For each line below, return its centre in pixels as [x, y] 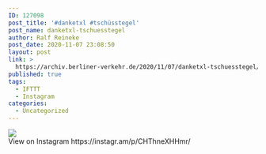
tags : [17, 81]
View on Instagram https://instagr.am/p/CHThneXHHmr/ [100, 141]
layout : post [30, 52]
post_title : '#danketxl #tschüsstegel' [74, 23]
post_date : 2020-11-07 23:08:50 [61, 45]
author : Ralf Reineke [44, 38]
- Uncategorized [42, 111]
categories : [28, 103]
